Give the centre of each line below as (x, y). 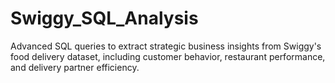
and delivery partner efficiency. (75, 67)
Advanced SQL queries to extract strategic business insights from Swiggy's (166, 46)
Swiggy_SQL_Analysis (104, 18)
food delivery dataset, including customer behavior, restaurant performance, (168, 56)
